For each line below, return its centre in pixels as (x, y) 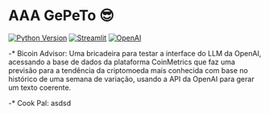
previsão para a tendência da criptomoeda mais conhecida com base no (128, 70)
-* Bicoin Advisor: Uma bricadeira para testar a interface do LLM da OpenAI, (135, 53)
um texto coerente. (40, 88)
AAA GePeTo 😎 (61, 16)
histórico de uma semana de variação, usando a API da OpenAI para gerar (132, 79)
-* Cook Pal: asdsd (39, 103)
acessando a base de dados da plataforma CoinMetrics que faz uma (122, 62)
